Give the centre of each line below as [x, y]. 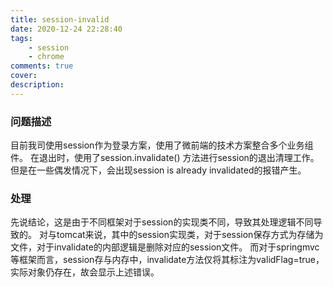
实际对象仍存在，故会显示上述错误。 [85, 272]
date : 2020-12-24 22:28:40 [66, 29]
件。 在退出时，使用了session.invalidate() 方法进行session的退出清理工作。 [165, 158]
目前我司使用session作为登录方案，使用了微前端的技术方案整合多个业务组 [162, 145]
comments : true [42, 66]
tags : [21, 38]
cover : [24, 76]
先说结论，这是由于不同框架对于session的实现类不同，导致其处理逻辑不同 [162, 222]
